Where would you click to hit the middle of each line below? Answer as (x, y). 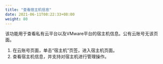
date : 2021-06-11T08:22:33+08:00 (40, 14)
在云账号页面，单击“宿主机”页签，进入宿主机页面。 (65, 51)
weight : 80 (16, 19)
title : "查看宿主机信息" (28, 10)
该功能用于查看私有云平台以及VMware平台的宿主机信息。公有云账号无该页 (82, 34)
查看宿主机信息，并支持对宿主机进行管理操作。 (60, 57)
